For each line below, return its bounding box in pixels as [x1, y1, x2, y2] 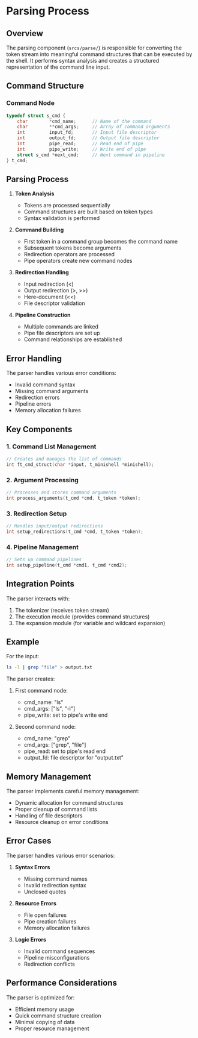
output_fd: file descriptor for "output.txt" [23, 754, 124, 761]
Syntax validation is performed [23, 215, 100, 222]
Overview [6, 28, 44, 39]
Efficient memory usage [14, 1005, 74, 1013]
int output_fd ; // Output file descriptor [17, 135, 160, 141]
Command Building [14, 226, 64, 233]
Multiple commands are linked [23, 323, 99, 330]
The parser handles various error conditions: [6, 370, 117, 377]
